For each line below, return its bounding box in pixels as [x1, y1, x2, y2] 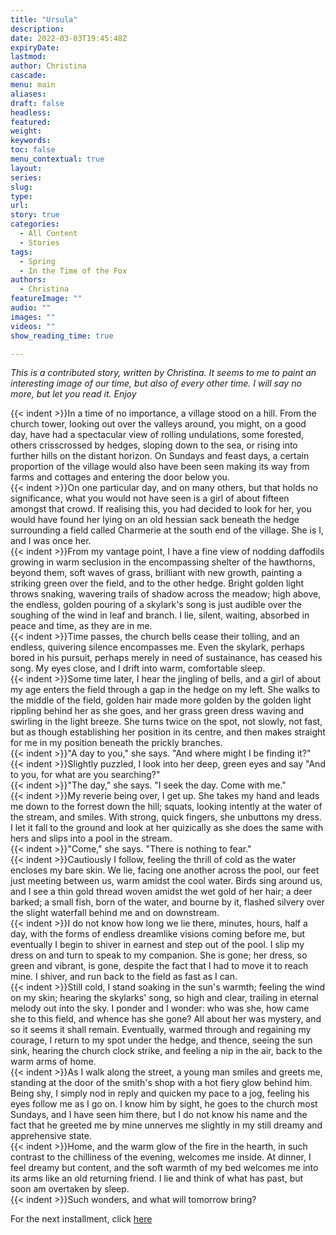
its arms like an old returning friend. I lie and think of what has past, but [10, 1172, 304, 1185]
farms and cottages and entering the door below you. [10, 471, 230, 483]
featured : [10, 117, 52, 127]
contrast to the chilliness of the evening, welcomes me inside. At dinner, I [10, 1151, 312, 1163]
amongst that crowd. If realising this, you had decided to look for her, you [10, 503, 312, 515]
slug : [10, 182, 33, 192]
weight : [10, 126, 43, 136]
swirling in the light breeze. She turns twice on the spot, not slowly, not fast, [10, 716, 323, 728]
